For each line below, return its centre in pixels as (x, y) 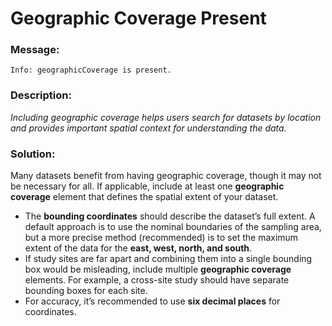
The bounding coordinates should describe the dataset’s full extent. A (170, 216)
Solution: (33, 154)
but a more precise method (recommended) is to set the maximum (161, 238)
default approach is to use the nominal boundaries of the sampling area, (173, 227)
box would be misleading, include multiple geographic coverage (158, 269)
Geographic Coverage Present (138, 18)
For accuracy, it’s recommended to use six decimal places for (152, 301)
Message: (35, 50)
